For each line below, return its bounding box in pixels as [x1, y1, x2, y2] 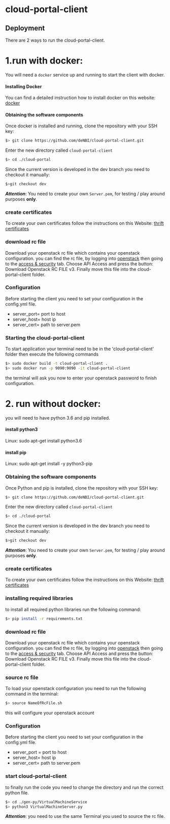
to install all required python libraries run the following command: [5, 606, 141, 612]
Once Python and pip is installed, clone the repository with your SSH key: [5, 485, 158, 491]
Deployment [5, 24, 45, 32]
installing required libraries [5, 595, 74, 602]
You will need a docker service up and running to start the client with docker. [5, 72, 165, 78]
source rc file [5, 674, 39, 681]
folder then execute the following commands [5, 351, 99, 357]
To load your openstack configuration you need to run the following [5, 685, 146, 692]
